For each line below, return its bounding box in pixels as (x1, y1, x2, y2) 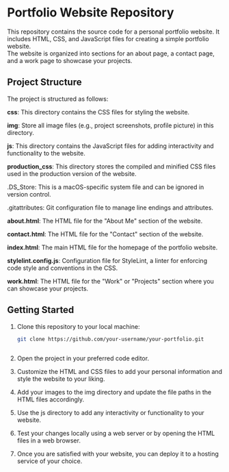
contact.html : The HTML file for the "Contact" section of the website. (7, 229, 204, 238)
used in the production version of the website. (7, 169, 137, 177)
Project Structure (7, 77, 82, 88)
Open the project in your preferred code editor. (16, 354, 149, 362)
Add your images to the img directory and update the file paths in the (16, 388, 212, 397)
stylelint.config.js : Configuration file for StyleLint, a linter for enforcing (7, 256, 207, 264)
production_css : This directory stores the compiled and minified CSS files (7, 162, 216, 171)
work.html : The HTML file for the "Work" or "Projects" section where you (7, 277, 214, 285)
